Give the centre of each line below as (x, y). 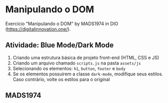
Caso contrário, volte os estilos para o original (61, 79)
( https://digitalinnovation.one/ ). (38, 29)
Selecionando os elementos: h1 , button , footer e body (69, 68)
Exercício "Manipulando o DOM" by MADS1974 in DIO (62, 24)
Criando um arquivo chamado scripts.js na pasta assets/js (77, 63)
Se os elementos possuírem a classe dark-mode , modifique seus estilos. (88, 74)
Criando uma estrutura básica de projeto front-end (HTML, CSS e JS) (86, 57)
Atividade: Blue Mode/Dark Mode (59, 45)
